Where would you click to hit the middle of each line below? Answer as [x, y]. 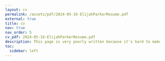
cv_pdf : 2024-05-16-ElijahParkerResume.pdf [50, 37]
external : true [21, 19]
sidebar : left [24, 51]
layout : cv [16, 10]
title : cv [15, 23]
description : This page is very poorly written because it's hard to [78, 42]
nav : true [15, 28]
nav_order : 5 [18, 32]
